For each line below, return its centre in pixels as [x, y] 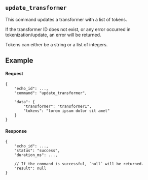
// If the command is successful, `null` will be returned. [79, 164]
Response [16, 131]
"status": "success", [37, 151]
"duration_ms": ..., [36, 155]
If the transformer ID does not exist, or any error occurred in [68, 29]
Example [19, 61]
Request [14, 73]
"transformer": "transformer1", [58, 107]
